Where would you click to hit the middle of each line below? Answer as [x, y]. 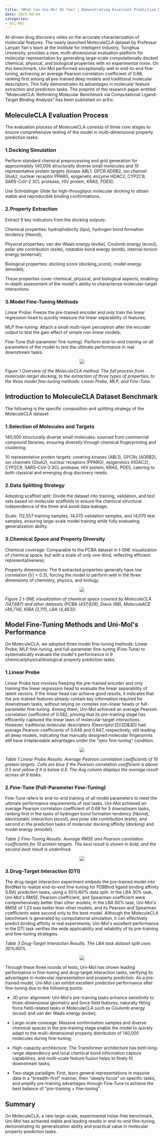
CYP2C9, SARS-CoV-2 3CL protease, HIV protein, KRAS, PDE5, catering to [80, 468]
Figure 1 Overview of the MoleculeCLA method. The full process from [75, 371]
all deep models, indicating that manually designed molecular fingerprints [79, 735]
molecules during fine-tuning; [42, 1038]
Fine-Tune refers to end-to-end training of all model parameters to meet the [81, 798]
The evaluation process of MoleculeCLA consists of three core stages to [78, 127]
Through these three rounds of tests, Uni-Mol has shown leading [70, 967]
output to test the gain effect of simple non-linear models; [63, 332]
